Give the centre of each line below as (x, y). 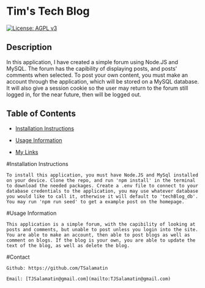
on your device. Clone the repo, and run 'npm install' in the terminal (101, 180)
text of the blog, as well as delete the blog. (68, 245)
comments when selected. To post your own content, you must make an (97, 75)
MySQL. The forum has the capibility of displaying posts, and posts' (92, 68)
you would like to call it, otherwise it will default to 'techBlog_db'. (102, 196)
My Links (27, 152)
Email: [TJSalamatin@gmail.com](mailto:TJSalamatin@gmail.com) (89, 279)
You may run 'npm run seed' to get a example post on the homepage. (95, 202)
